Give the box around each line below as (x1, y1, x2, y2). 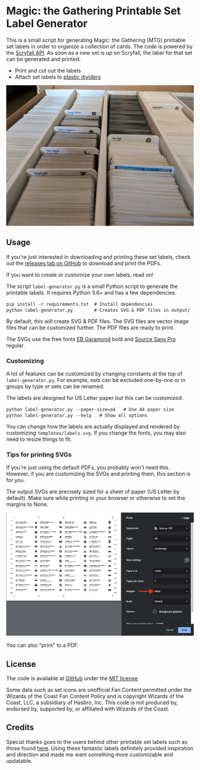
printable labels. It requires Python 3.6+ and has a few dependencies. (6, 289, 177, 296)
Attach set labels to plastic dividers (14, 73, 101, 80)
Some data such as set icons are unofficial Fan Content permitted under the (6, 686, 192, 693)
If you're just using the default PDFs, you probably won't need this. (6, 464, 170, 471)
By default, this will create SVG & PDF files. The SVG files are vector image (6, 317, 189, 325)
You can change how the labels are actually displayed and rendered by (6, 423, 180, 430)
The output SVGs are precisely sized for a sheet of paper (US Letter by (6, 488, 180, 495)
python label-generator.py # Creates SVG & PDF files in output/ (6, 307, 190, 313)
